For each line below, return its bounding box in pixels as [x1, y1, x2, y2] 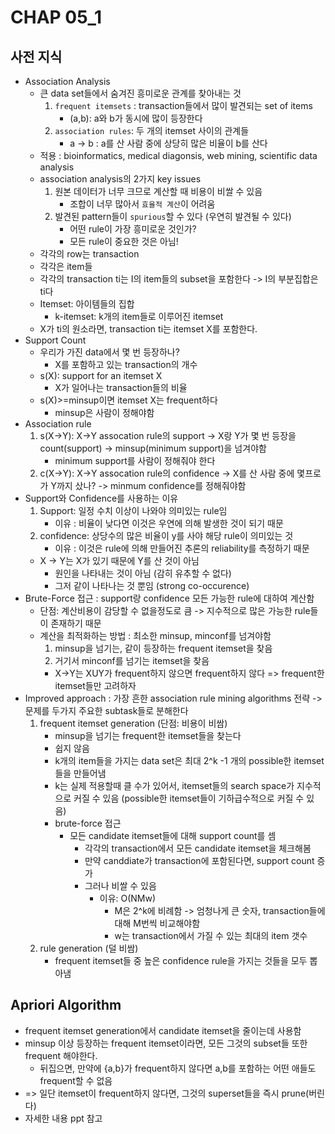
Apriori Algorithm [10, 997, 122, 1014]
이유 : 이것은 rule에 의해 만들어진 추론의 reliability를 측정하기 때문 [54, 542, 310, 554]
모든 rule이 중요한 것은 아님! [69, 236, 179, 247]
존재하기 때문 [50, 617, 102, 629]
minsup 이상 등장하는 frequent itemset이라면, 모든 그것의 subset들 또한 [24, 1037, 308, 1049]
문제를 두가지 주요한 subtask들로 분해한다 [24, 705, 189, 716]
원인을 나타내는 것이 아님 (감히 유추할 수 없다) [54, 567, 232, 579]
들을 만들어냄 [54, 767, 107, 779]
